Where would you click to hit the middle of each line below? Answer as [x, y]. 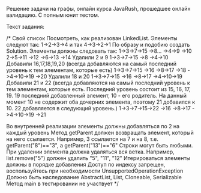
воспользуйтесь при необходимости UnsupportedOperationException [95, 171]
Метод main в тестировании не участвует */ [62, 183]
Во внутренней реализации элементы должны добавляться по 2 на [93, 126]
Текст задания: [25, 27]
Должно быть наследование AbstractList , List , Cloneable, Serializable [94, 177]
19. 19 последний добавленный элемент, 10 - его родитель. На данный [97, 96]
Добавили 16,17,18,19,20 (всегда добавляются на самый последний [91, 64]
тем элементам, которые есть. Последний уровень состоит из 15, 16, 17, [98, 89]
